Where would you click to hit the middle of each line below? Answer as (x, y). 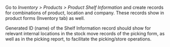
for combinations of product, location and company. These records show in (85, 13)
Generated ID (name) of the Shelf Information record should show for (78, 28)
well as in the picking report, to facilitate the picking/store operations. (79, 39)
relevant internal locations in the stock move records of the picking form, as (85, 33)
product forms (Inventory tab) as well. (45, 18)
